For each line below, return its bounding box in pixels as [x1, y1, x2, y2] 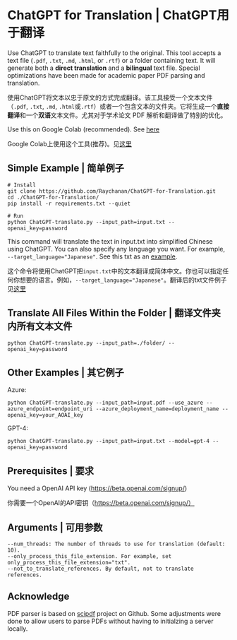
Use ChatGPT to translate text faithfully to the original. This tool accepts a [7, 48, 221, 57]
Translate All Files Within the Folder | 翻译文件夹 [7, 307, 221, 319]
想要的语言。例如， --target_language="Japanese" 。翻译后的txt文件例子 [19, 275, 227, 284]
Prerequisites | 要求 [7, 465, 94, 477]
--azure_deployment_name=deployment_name [95, 405, 219, 413]
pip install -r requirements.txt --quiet [7, 200, 131, 207]
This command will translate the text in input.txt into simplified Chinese [7, 237, 213, 245]
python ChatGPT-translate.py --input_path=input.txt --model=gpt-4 [7, 438, 210, 445]
